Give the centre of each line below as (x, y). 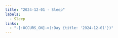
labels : (13, 14)
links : (12, 23)
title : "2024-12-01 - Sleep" (35, 10)
